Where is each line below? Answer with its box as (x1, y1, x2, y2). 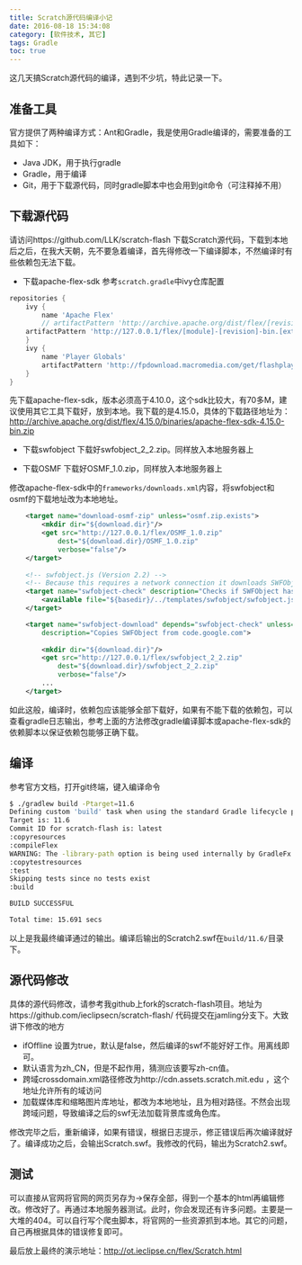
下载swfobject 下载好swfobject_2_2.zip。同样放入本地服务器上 (22, 444, 254, 455)
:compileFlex (9, 840, 58, 850)
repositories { (9, 293, 67, 302)
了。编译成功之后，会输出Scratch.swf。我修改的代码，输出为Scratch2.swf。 (9, 1137, 292, 1148)
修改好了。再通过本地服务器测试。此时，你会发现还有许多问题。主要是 (24, 1203, 285, 1215)
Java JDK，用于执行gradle (22, 157, 121, 167)
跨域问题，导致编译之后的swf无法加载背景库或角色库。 (22, 1108, 226, 1118)
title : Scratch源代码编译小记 (9, 13, 113, 22)
